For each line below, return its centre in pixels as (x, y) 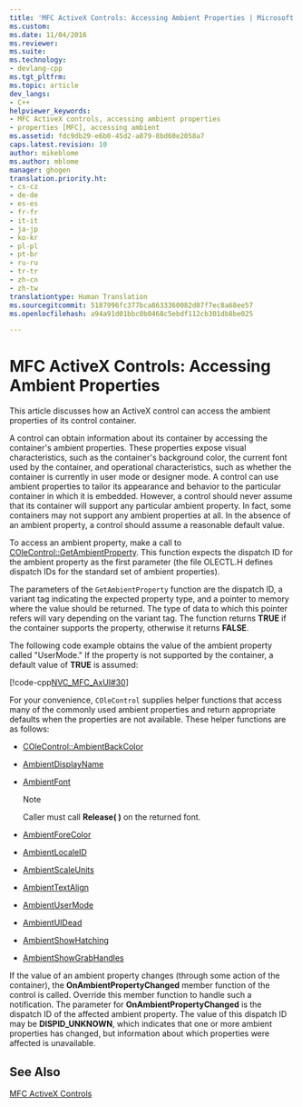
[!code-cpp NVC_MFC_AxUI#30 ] (69, 683)
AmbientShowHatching (65, 941)
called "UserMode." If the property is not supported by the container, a (141, 655)
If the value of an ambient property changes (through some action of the (145, 976)
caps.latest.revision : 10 (58, 145)
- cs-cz (24, 187)
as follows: (29, 729)
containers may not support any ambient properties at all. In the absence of (151, 515)
